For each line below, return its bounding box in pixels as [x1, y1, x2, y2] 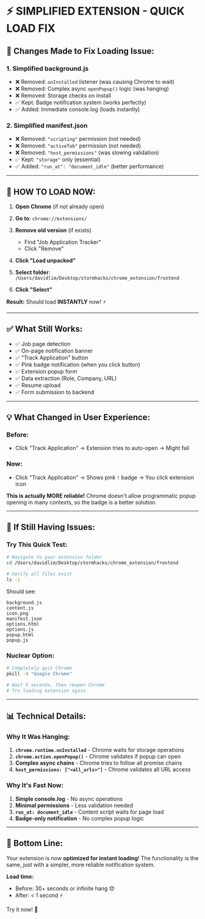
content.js [6, 605, 34, 611]
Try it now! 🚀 [6, 906, 38, 913]
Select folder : [15, 268, 51, 276]
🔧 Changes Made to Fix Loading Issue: [6, 46, 154, 56]
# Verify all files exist [6, 571, 72, 577]
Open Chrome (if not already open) [15, 203, 105, 210]
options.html [6, 621, 40, 627]
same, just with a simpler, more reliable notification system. [6, 861, 156, 868]
